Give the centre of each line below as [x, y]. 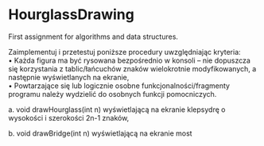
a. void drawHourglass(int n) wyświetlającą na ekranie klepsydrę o [117, 109]
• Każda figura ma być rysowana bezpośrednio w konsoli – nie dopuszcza [129, 60]
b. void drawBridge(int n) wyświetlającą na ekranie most [100, 133]
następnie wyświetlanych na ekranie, [69, 77]
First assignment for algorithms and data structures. [93, 36]
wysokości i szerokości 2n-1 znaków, [69, 117]
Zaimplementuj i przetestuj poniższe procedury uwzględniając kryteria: [124, 52]
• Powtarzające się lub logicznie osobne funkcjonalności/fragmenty [119, 86]
